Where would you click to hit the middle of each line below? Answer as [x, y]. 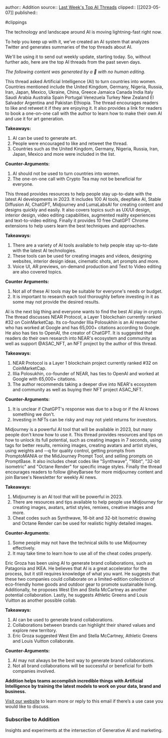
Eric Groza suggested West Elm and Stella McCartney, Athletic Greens [85, 636]
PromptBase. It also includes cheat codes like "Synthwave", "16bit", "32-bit [82, 461]
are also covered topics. [37, 272]
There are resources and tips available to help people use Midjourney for [88, 502]
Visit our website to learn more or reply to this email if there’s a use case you [84, 701]
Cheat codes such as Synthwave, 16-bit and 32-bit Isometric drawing [84, 518]
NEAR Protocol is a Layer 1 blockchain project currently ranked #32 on [85, 363]
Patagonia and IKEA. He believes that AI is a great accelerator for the [76, 568]
